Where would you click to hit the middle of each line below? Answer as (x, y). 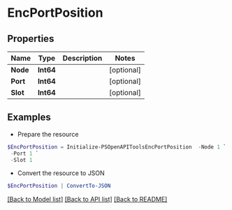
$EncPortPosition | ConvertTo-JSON (59, 186)
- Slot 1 (21, 160)
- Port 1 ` (24, 153)
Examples (29, 118)
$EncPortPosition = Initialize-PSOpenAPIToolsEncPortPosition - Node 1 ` (117, 147)
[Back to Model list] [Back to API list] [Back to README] (87, 200)
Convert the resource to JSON (61, 173)
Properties (31, 39)
